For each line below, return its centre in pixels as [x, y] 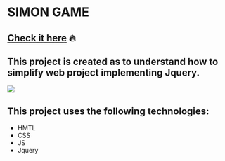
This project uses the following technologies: [108, 111]
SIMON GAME [48, 12]
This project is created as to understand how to [113, 61]
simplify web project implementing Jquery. [104, 72]
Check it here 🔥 [41, 38]
